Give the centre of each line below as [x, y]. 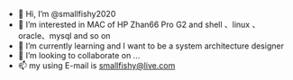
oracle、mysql [45, 36]
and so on [92, 36]
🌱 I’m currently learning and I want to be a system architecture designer [151, 46]
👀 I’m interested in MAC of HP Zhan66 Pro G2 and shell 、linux [134, 24]
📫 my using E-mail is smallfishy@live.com [96, 66]
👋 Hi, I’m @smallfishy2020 [67, 14]
